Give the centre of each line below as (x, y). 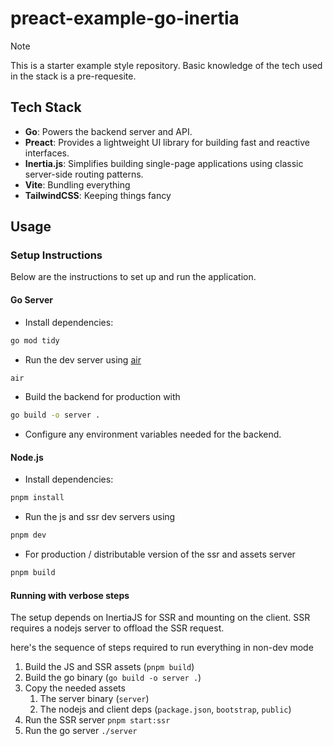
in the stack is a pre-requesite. (73, 76)
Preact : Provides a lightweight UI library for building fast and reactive (167, 142)
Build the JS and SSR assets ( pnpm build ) (109, 667)
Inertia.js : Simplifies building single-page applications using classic (164, 163)
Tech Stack (46, 107)
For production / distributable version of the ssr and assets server (160, 554)
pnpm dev (28, 535)
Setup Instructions (56, 255)
